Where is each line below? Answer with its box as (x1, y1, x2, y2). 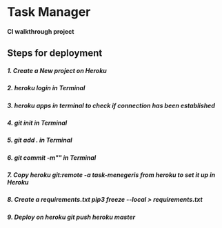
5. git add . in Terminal (7, 136, 72, 145)
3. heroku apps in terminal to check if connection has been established (7, 101, 216, 110)
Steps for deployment (7, 48, 103, 59)
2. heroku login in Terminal (7, 84, 85, 92)
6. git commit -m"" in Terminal (7, 153, 97, 162)
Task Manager (7, 4, 91, 20)
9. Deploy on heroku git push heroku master (7, 213, 136, 221)
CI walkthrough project (7, 27, 74, 35)
